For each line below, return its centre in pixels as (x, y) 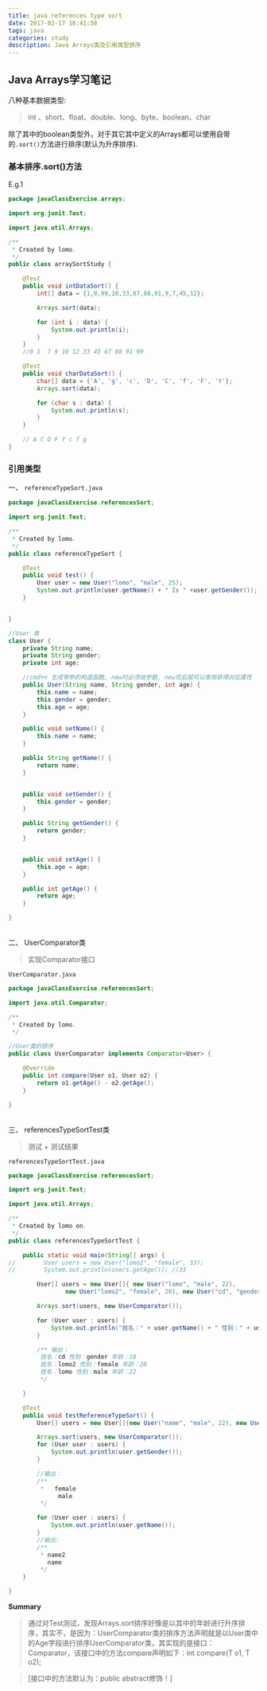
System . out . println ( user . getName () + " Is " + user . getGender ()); (147, 590)
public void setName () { (64, 729)
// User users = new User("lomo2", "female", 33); (106, 1262)
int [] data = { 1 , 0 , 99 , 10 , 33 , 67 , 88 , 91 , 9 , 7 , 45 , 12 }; (121, 294)
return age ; (57, 896)
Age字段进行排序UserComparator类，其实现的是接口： (124, 1643)
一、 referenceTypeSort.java (56, 487)
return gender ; (62, 831)
